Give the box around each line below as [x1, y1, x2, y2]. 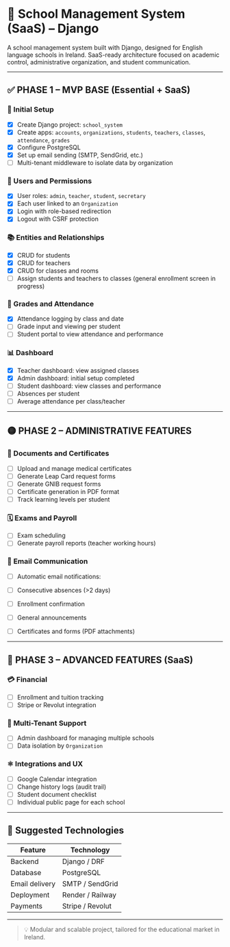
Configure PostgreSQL [16, 143, 81, 151]
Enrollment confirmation [16, 600, 86, 608]
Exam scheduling [16, 531, 66, 540]
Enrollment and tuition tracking [16, 693, 104, 701]
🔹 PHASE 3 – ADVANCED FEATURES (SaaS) [7, 654, 194, 665]
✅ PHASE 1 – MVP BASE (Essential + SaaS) [7, 84, 190, 96]
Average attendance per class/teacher [16, 397, 125, 406]
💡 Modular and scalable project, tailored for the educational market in [23, 925, 220, 933]
